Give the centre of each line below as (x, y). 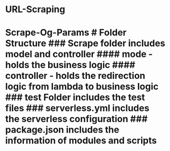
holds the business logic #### (70, 65)
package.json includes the (62, 130)
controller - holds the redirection (75, 76)
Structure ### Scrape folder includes (85, 43)
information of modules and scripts (81, 141)
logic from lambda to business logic (82, 87)
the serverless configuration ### (77, 119)
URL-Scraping (35, 9)
